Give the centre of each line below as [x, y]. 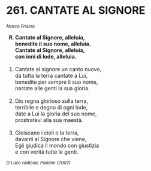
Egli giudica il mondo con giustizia [57, 145]
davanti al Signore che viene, [51, 139]
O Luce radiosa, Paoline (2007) [38, 163]
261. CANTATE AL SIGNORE [76, 10]
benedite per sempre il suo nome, [56, 82]
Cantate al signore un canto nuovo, [58, 69]
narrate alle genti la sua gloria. [52, 88]
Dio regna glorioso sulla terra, [52, 101]
